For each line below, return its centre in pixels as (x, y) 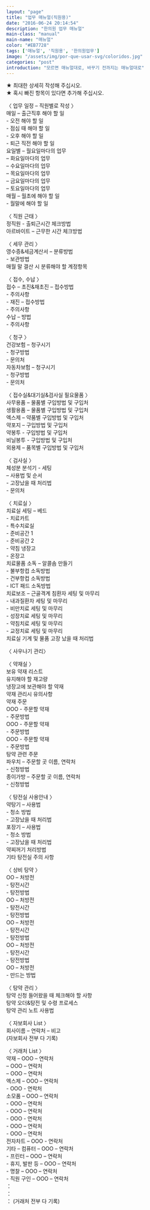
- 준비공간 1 (20, 533)
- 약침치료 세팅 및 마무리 (34, 623)
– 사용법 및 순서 (25, 475)
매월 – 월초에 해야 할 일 (33, 196)
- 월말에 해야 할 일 (27, 203)
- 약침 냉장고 (21, 548)
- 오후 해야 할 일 (25, 136)
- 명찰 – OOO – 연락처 (32, 1171)
